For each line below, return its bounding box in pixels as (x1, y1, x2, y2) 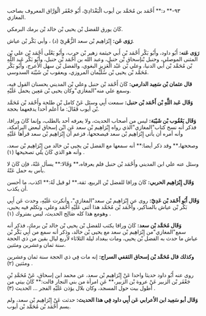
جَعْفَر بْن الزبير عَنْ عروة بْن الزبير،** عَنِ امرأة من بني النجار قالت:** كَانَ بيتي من (7, 278, 191, 285)
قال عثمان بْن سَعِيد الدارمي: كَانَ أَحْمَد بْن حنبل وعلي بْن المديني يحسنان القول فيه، (7, 81, 193, 87)
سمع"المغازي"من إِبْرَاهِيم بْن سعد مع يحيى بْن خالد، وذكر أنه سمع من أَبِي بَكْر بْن (7, 228, 186, 235)
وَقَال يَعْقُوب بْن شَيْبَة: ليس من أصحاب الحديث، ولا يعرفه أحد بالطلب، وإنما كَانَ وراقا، (7, 117, 196, 124)
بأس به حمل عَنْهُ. (7, 167, 45, 174)
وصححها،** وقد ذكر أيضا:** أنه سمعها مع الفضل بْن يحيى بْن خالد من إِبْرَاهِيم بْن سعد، (7, 142, 199, 149)
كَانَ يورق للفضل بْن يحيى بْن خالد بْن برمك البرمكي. (7, 26, 123, 32)
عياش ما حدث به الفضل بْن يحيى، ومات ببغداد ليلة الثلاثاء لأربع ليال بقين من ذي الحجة (7, 235, 198, 242)
